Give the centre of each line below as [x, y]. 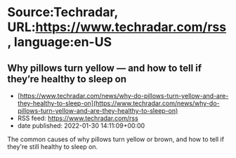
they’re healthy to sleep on [67, 79]
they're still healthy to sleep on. [53, 147]
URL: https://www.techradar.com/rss [117, 27]
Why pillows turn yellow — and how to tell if [105, 68]
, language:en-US [60, 42]
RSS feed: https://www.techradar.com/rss [78, 118]
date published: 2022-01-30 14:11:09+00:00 [81, 126]
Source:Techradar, [63, 12]
